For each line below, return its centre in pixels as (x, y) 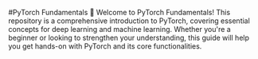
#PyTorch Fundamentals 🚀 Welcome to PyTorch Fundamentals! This (119, 12)
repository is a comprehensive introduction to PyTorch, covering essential (129, 21)
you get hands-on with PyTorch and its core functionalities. (105, 46)
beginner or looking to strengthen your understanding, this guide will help (129, 37)
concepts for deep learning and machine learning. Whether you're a (119, 29)
